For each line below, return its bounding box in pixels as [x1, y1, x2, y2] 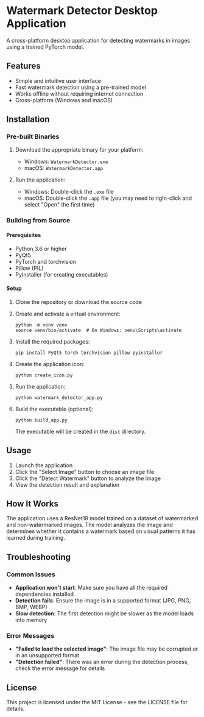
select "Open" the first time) [24, 201, 95, 208]
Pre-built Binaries [6, 132, 60, 141]
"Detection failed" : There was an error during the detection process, [15, 659, 189, 666]
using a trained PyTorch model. [6, 43, 85, 51]
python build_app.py [15, 417, 68, 423]
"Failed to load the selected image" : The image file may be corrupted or [15, 645, 199, 652]
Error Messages [6, 632, 55, 640]
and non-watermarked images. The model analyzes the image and [6, 521, 174, 529]
